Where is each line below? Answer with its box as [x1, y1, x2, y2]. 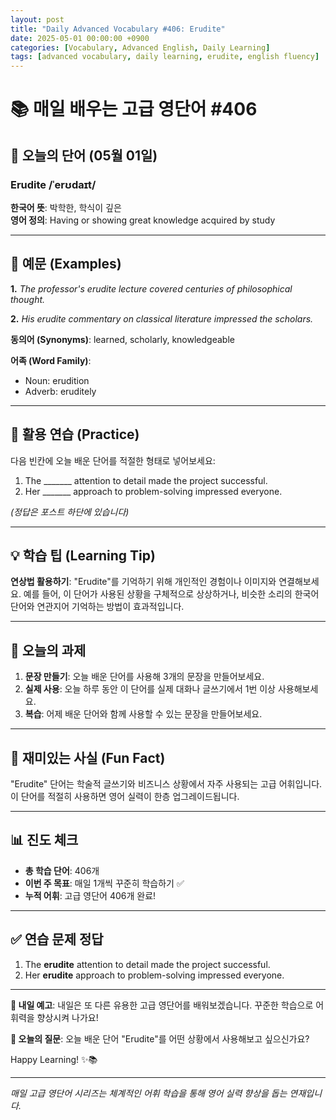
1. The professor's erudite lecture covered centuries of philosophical [10, 282, 293, 295]
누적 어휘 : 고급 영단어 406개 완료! [24, 889, 157, 901]
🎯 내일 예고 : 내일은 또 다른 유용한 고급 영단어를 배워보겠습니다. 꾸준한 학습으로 [10, 999, 314, 1011]
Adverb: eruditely [24, 385, 97, 397]
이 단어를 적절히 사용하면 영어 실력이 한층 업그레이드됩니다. [10, 791, 240, 803]
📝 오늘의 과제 [10, 642, 87, 659]
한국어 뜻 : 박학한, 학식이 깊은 [10, 202, 122, 213]
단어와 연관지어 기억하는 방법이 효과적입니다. [10, 601, 185, 613]
